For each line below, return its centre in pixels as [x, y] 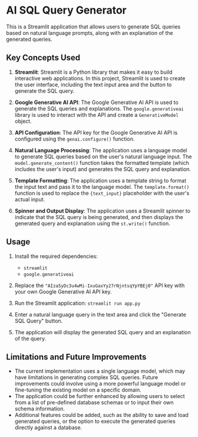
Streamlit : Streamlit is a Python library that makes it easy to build [93, 72]
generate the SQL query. [44, 91]
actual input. [30, 199]
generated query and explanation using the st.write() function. [92, 223]
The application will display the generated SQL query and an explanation [103, 332]
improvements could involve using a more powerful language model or [100, 384]
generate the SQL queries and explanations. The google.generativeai [99, 108]
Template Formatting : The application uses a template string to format [100, 180]
